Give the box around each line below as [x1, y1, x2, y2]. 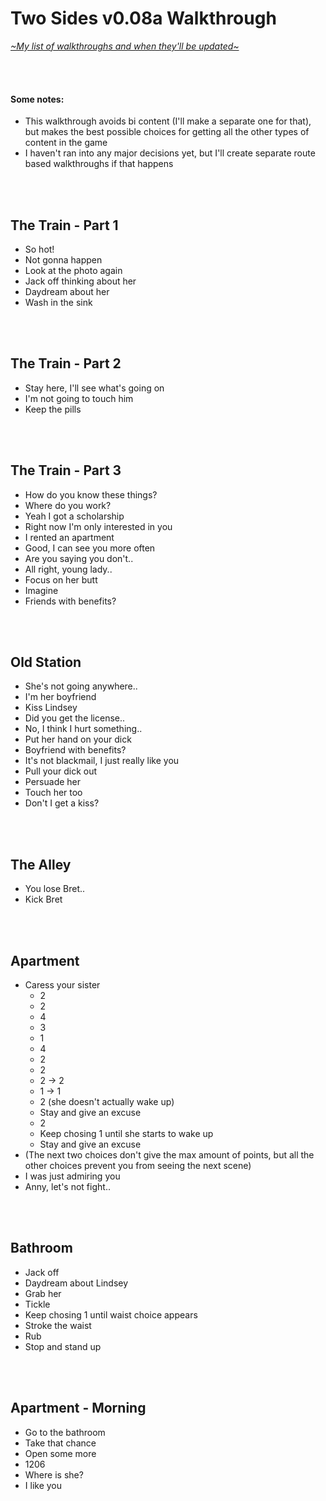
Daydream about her [24, 285, 110, 297]
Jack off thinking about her [24, 275, 137, 287]
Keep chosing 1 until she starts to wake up [39, 1128, 214, 1140]
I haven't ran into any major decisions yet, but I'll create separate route [24, 147, 316, 159]
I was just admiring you [24, 1170, 121, 1182]
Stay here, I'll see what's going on [24, 382, 165, 394]
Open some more [24, 1447, 97, 1459]
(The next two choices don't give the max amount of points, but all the [24, 1149, 315, 1161]
